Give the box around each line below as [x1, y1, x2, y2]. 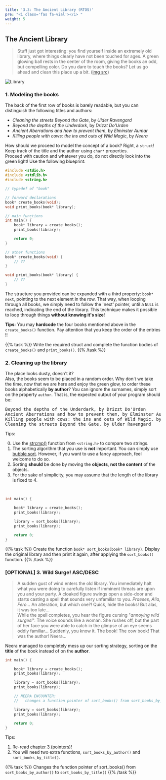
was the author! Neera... [17, 633, 67, 639]
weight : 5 [5, 16, 26, 21]
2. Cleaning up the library [5, 359, 68, 366]
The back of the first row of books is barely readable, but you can [5, 102, 139, 108]
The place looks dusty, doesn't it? [5, 371, 74, 377]
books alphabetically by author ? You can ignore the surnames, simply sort [5, 387, 157, 392]
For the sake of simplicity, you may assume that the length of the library [12, 472, 159, 478]
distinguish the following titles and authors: [5, 108, 93, 114]
